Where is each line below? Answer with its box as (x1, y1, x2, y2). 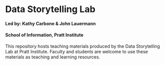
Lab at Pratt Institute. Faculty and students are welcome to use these (5, 48, 148, 54)
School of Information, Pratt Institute (5, 32, 84, 38)
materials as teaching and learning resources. (5, 54, 100, 60)
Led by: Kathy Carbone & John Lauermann (5, 20, 96, 26)
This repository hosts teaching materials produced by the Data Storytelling (5, 43, 160, 49)
